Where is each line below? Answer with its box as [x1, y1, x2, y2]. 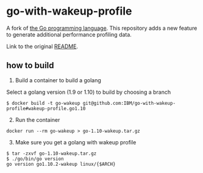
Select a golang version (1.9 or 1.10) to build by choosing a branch [6, 88, 171, 96]
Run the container [15, 116, 60, 123]
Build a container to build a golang [15, 76, 102, 83]
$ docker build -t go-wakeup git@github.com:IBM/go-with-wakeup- [6, 100, 176, 106]
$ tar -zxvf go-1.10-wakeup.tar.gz [6, 150, 97, 157]
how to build [6, 60, 54, 71]
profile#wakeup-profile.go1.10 [6, 105, 86, 111]
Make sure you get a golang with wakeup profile [15, 138, 137, 146]
